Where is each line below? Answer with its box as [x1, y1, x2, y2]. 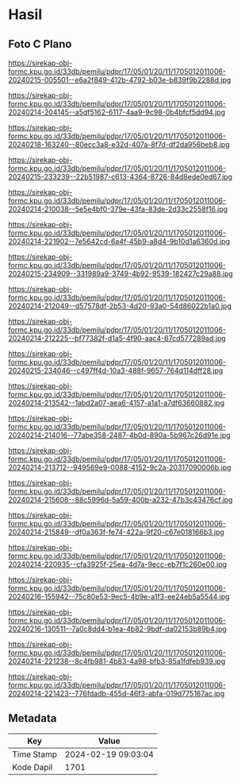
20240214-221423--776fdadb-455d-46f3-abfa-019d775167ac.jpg [8, 689, 225, 698]
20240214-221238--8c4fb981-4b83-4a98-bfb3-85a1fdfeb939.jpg [8, 657, 226, 665]
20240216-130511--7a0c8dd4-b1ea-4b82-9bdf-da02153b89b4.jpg [8, 624, 228, 634]
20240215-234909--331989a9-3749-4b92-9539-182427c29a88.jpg [8, 269, 234, 278]
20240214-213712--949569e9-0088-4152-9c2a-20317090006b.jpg [8, 463, 231, 472]
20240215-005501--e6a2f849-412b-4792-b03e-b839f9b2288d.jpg [8, 76, 231, 84]
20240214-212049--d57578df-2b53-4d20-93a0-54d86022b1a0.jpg [8, 301, 231, 311]
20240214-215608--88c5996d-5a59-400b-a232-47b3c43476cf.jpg [8, 495, 233, 504]
